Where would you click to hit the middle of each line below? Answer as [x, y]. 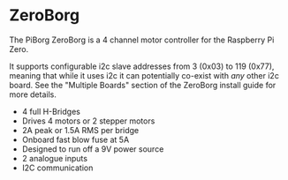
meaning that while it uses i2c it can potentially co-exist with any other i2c [144, 75]
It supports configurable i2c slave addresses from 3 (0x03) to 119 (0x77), [142, 66]
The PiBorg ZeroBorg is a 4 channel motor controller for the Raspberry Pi [142, 40]
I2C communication [57, 168]
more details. [33, 94]
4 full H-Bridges [51, 111]
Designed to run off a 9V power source [93, 149]
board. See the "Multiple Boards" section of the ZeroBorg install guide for [143, 85]
